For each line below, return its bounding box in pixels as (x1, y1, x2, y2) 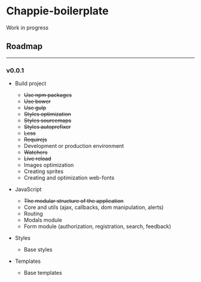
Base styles (23, 246, 53, 253)
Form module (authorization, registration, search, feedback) (23, 223, 172, 230)
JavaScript (14, 186, 42, 193)
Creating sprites (23, 168, 64, 175)
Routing (23, 210, 43, 217)
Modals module (23, 217, 62, 224)
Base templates (23, 269, 62, 277)
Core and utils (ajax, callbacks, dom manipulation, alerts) (23, 204, 164, 211)
